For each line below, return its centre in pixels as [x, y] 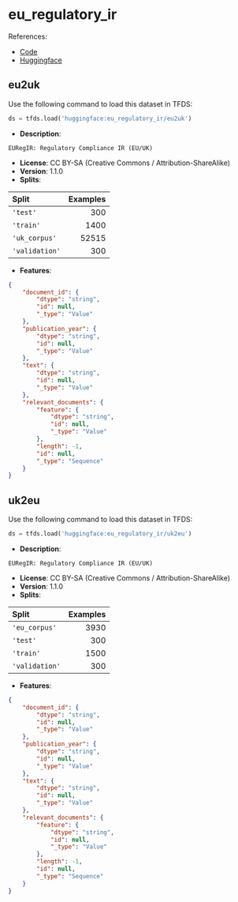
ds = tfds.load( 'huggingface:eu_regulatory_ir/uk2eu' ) [100, 534]
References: [28, 36]
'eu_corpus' [35, 627]
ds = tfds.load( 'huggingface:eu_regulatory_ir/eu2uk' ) [100, 118]
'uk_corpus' [35, 238]
